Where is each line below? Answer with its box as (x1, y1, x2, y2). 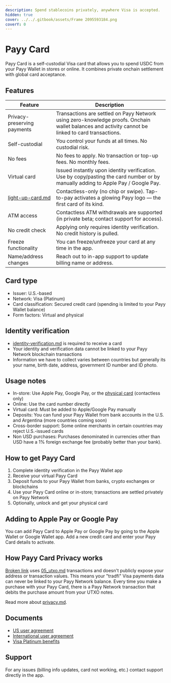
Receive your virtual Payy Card (12, 473, 78, 479)
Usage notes (5, 377, 46, 385)
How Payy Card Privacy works (5, 554, 103, 563)
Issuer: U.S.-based (12, 290, 52, 296)
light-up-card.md (8, 194, 51, 201)
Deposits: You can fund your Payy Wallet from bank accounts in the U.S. (12, 412, 164, 418)
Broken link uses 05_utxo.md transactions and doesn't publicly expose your (5, 567, 164, 573)
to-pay (55, 194, 73, 201)
